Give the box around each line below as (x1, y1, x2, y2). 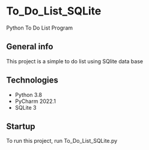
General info (6, 42, 53, 52)
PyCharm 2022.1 (14, 98, 56, 105)
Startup (6, 121, 35, 131)
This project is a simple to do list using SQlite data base (6, 57, 143, 64)
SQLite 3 (14, 104, 37, 111)
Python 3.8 (14, 91, 42, 98)
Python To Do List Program (6, 24, 73, 31)
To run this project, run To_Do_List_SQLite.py (6, 137, 118, 145)
